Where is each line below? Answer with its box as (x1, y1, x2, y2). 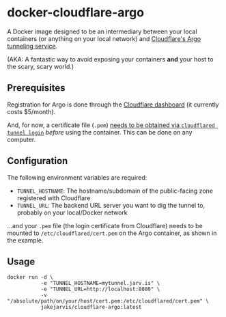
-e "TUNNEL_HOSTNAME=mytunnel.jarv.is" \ (40, 280, 160, 287)
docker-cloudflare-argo (7, 5, 145, 20)
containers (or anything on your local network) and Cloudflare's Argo (7, 34, 201, 42)
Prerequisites (7, 82, 66, 94)
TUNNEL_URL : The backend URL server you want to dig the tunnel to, (16, 201, 206, 209)
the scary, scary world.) (7, 62, 74, 70)
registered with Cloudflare (16, 193, 91, 202)
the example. (7, 236, 44, 244)
